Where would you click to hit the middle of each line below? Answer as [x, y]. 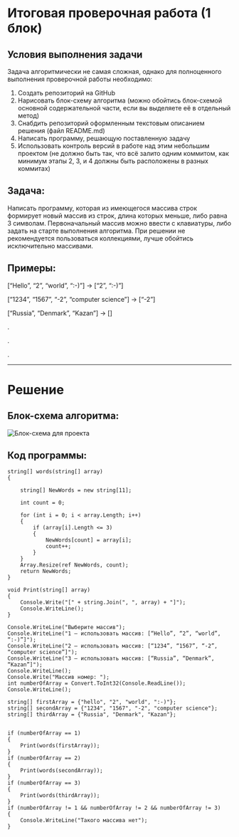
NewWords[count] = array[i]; [89, 540]
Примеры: [32, 268]
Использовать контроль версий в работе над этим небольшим [113, 146]
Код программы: [47, 456]
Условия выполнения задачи [75, 54]
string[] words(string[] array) [55, 472]
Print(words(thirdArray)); [60, 796]
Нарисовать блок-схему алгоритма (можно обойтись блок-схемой [120, 100]
